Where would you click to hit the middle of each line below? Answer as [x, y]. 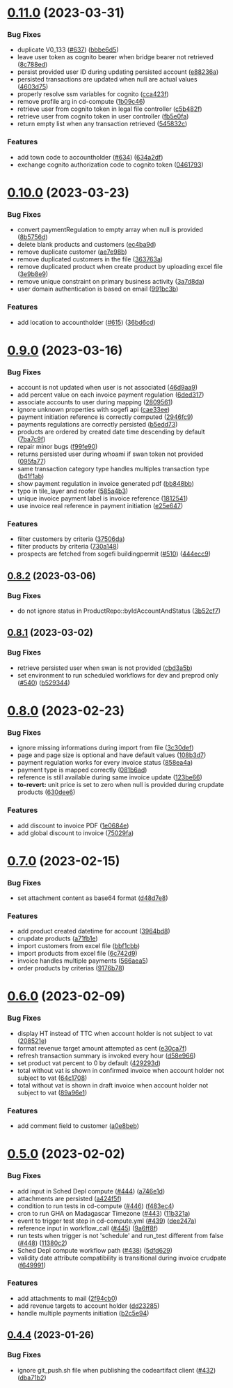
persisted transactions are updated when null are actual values [107, 79]
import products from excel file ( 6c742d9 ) [77, 954]
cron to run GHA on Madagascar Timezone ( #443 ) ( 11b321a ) [104, 1213]
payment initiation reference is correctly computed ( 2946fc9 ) [105, 417]
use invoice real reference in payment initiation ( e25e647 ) [100, 506]
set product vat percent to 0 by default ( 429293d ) [89, 1063]
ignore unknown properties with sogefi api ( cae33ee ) [94, 410]
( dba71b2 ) [32, 1378]
